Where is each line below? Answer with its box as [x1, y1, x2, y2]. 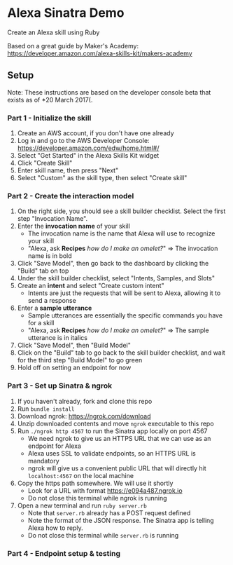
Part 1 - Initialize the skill [7, 113, 92, 123]
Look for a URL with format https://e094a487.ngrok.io [27, 486, 183, 495]
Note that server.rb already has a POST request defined [27, 508, 191, 517]
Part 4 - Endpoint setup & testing [7, 548, 121, 558]
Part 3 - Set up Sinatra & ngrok [7, 381, 113, 390]
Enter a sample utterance [17, 304, 92, 313]
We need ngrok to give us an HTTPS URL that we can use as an [27, 434, 211, 442]
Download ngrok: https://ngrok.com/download [17, 411, 152, 420]
